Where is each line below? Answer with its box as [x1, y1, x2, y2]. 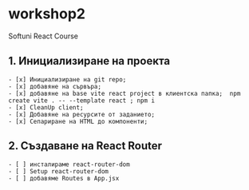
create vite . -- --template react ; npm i [8, 97, 156, 105]
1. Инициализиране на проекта [8, 54, 171, 68]
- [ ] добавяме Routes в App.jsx [8, 174, 120, 182]
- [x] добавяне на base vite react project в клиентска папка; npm [8, 89, 241, 97]
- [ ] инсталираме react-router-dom [8, 160, 130, 168]
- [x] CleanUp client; [8, 103, 84, 112]
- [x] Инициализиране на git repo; [8, 75, 127, 84]
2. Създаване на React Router [8, 139, 162, 152]
